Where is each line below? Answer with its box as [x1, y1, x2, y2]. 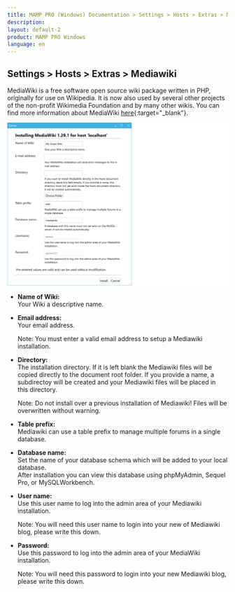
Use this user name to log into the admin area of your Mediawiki [17, 499, 202, 507]
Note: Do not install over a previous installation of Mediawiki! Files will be [17, 399, 227, 407]
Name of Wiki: [17, 292, 60, 301]
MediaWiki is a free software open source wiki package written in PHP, [7, 86, 211, 95]
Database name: [17, 448, 66, 457]
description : [7, 18, 45, 26]
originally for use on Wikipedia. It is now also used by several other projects [7, 93, 225, 102]
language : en [7, 41, 45, 48]
